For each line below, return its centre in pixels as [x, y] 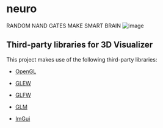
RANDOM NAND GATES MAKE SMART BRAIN [63, 26]
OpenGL [26, 71]
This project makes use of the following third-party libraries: [82, 59]
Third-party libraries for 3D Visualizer [80, 45]
